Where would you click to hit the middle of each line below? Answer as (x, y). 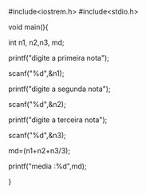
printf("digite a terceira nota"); (58, 120)
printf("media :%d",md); (47, 166)
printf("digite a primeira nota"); (59, 58)
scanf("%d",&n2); (37, 104)
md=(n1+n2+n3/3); (39, 150)
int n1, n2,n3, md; (37, 42)
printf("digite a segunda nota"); (59, 89)
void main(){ (28, 27)
